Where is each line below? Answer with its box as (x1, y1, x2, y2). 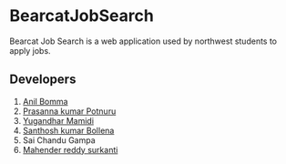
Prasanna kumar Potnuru (22, 106, 117, 117)
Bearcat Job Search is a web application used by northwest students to (9, 36, 278, 46)
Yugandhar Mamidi (22, 115, 94, 126)
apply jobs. (9, 45, 52, 56)
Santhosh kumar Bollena (22, 125, 115, 136)
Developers (9, 72, 77, 87)
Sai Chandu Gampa (22, 134, 96, 146)
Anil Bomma (22, 96, 68, 107)
